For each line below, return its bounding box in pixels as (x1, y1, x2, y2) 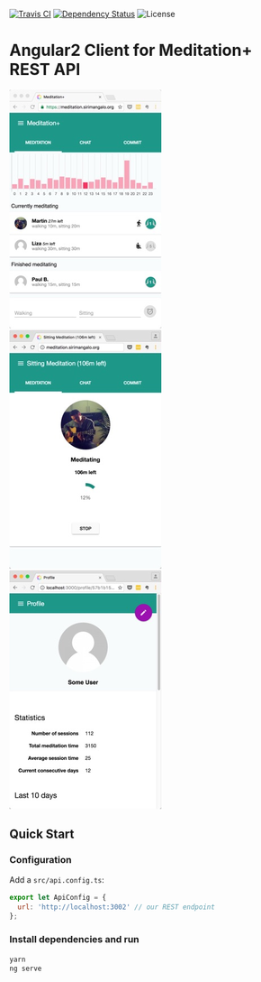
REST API (9, 60, 81, 80)
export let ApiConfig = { (9, 893, 106, 902)
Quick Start (9, 827, 75, 842)
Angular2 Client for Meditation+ (9, 41, 253, 60)
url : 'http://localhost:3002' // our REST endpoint (17, 903, 216, 912)
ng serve (9, 964, 42, 973)
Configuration (9, 854, 72, 866)
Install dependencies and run (9, 933, 139, 946)
